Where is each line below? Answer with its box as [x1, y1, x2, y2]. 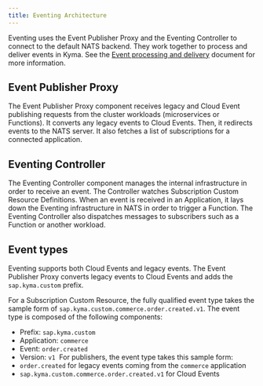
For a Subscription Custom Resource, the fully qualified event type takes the [8, 296, 255, 305]
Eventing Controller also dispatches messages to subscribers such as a [8, 212, 239, 221]
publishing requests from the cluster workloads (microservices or [8, 110, 220, 119]
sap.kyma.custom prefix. [8, 280, 84, 290]
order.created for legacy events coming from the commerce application [19, 361, 247, 370]
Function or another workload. [8, 220, 106, 230]
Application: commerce [19, 336, 89, 345]
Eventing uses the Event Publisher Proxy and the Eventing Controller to [8, 33, 238, 42]
